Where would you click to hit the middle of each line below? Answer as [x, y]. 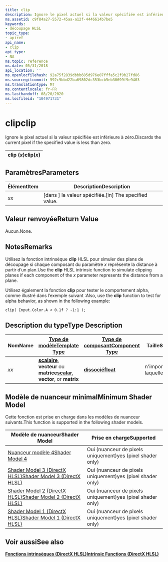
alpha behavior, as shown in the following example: [58, 301]
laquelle [154, 373]
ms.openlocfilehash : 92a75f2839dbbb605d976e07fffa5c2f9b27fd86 [72, 75]
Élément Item [23, 186]
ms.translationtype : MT [30, 84]
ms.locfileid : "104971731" [33, 98]
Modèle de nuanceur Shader [45, 435]
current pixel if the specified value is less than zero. [58, 143]
